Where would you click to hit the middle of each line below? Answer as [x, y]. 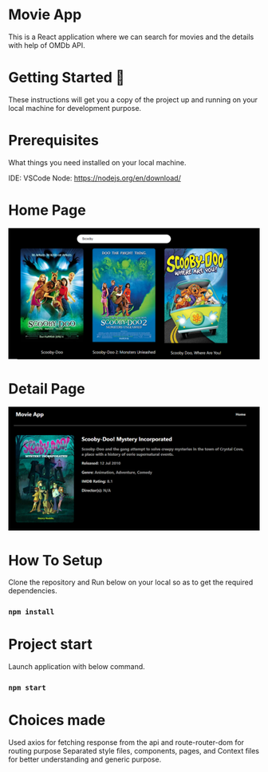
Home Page [47, 210]
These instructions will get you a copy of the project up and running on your [133, 99]
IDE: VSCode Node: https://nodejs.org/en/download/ [95, 178]
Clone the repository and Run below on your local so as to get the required [131, 582]
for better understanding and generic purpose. [85, 759]
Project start [51, 645]
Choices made [57, 721]
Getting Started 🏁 [67, 78]
